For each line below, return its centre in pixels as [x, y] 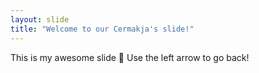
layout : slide [40, 19]
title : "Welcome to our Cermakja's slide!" [102, 29]
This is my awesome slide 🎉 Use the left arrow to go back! [130, 57]
